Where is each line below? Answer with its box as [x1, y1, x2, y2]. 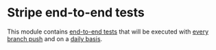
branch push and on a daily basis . [7, 34, 103, 42]
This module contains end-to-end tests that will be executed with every [7, 27, 209, 36]
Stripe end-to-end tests [7, 5, 145, 21]
